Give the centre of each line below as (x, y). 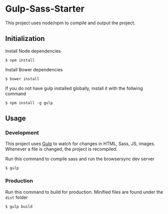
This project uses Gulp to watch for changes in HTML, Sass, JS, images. (80, 144)
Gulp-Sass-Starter (45, 9)
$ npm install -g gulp (29, 103)
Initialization (25, 39)
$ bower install (22, 79)
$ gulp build (19, 206)
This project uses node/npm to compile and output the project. (70, 23)
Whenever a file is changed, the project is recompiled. (61, 149)
